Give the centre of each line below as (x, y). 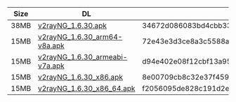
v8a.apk (51, 46)
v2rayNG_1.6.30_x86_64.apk (86, 88)
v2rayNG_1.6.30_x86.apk (80, 77)
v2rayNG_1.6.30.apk (72, 25)
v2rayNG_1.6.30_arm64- (80, 37)
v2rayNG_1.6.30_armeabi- (83, 57)
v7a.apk (51, 66)
